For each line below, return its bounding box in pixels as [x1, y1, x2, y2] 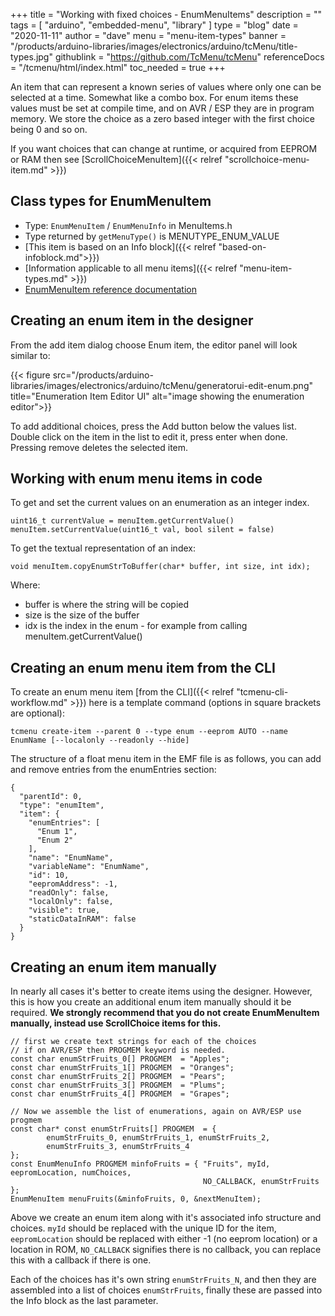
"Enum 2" [36, 835, 74, 846]
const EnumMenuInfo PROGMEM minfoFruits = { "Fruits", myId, [10, 1159, 271, 1169]
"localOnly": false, [28, 897, 114, 907]
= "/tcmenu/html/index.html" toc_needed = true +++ [10, 62, 226, 73]
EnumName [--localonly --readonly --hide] [10, 735, 190, 746]
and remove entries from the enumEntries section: [10, 764, 217, 776]
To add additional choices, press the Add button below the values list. [10, 420, 297, 432]
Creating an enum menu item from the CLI [10, 659, 276, 676]
